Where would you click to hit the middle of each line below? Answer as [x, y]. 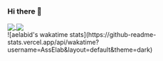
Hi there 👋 [25, 11]
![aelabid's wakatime [38, 35]
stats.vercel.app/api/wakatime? [53, 43]
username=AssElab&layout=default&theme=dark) [80, 50]
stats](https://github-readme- [113, 35]
